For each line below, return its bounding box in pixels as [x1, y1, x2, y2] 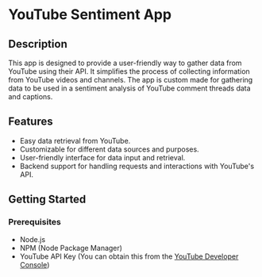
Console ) [19, 260, 50, 269]
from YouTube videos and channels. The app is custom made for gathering [8, 75, 253, 84]
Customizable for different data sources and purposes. [19, 144, 200, 154]
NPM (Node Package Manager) [19, 243, 123, 252]
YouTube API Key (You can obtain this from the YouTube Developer [19, 252, 239, 261]
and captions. [8, 92, 53, 101]
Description [8, 37, 67, 51]
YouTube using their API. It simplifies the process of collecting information [8, 67, 250, 76]
